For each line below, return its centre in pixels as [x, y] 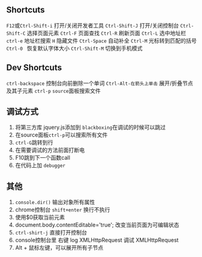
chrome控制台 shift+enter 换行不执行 [63, 210]
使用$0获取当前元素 [40, 218]
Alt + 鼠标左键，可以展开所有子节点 [59, 248]
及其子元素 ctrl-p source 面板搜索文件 [54, 91]
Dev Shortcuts [34, 68]
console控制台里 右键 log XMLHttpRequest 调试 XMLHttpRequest [97, 240]
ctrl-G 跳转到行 [34, 143]
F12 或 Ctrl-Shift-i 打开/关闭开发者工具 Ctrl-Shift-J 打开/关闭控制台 [93, 25]
